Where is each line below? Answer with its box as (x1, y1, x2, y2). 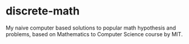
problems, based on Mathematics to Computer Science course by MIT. (5, 30, 183, 37)
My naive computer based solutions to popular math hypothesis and (5, 24, 176, 31)
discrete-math (5, 4, 80, 18)
